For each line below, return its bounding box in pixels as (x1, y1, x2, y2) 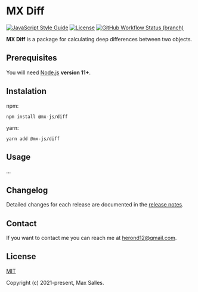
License (6, 251, 36, 261)
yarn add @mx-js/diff (6, 136, 60, 142)
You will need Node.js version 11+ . (6, 69, 91, 76)
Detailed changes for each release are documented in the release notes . (6, 201, 184, 208)
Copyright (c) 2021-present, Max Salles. (6, 279, 104, 286)
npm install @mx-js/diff (6, 114, 68, 120)
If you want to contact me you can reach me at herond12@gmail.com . (6, 235, 177, 241)
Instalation (6, 86, 47, 96)
